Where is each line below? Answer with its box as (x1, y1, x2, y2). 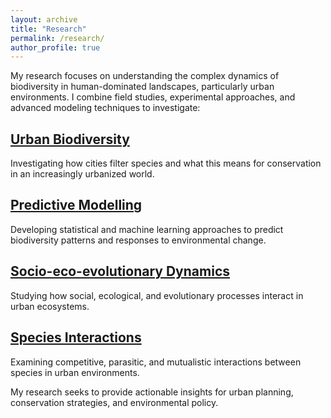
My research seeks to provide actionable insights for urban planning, (10, 386, 294, 398)
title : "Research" (10, 24, 87, 34)
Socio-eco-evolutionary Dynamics (10, 263, 231, 280)
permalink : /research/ (10, 33, 105, 43)
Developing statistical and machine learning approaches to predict (10, 223, 284, 235)
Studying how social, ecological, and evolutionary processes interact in (10, 289, 304, 301)
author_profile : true (10, 42, 101, 53)
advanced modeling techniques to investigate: (10, 102, 201, 114)
